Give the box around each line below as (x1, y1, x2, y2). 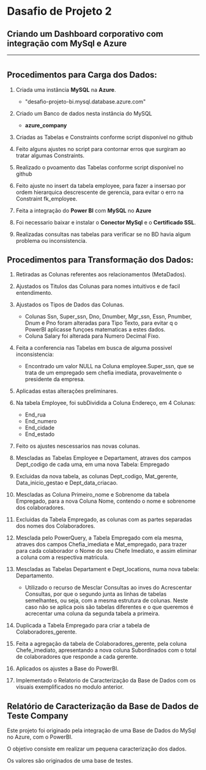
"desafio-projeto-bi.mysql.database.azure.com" (24, 98, 146, 105)
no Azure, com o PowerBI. (7, 733, 73, 741)
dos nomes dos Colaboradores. (15, 522, 95, 530)
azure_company (24, 121, 67, 129)
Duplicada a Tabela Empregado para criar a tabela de (15, 622, 150, 629)
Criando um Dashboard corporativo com (7, 29, 164, 39)
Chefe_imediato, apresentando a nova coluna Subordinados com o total (15, 646, 197, 654)
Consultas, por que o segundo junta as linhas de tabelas (24, 590, 167, 598)
